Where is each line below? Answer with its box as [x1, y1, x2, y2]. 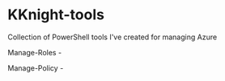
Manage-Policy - [7, 63, 64, 73]
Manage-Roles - [7, 47, 62, 57]
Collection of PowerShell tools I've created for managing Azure [7, 32, 218, 42]
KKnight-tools [7, 6, 104, 24]
